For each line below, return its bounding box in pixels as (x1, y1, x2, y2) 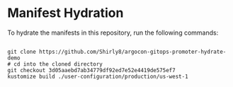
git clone (7, 48, 37, 55)
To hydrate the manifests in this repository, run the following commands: (7, 28, 219, 37)
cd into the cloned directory (13, 60, 103, 68)
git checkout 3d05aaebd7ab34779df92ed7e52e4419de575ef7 (7, 66, 176, 74)
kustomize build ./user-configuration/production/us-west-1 (7, 73, 189, 80)
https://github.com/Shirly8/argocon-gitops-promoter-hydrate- (38, 48, 227, 55)
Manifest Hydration (7, 5, 124, 21)
